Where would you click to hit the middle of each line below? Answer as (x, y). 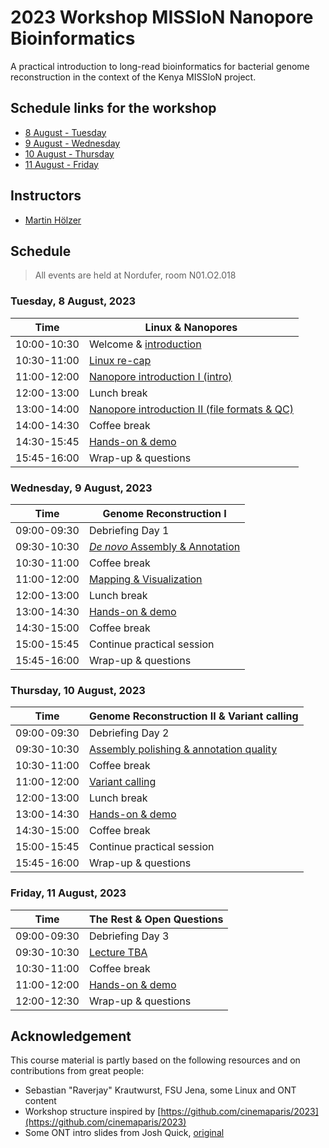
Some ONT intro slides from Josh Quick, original (124, 1133)
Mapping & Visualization (145, 579)
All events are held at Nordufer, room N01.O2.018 (135, 275)
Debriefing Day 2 (129, 733)
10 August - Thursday (69, 153)
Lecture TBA (118, 952)
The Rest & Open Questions (156, 919)
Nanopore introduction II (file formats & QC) (191, 409)
